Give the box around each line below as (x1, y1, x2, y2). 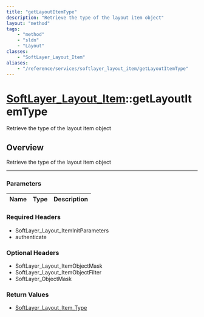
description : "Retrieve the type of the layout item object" (6, 15, 165, 21)
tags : (6, 26, 20, 32)
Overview (6, 142, 44, 153)
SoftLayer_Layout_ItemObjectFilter (15, 269, 102, 276)
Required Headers (6, 213, 61, 221)
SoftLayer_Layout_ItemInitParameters (15, 226, 109, 234)
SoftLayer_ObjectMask (15, 275, 72, 283)
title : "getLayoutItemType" (6, 9, 78, 15)
